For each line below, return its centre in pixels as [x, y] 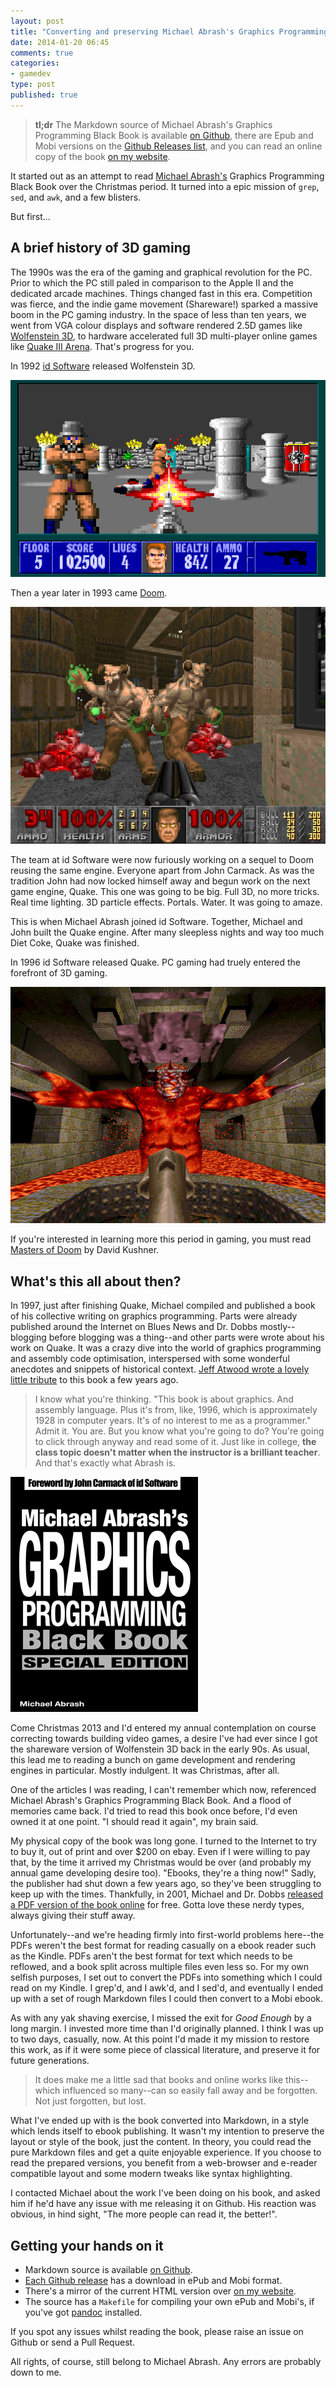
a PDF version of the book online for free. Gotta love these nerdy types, [157, 1905]
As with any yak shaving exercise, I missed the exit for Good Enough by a [161, 2018]
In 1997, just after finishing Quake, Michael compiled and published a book [163, 1306]
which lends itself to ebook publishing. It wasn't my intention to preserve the [167, 2131]
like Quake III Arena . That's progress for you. [102, 346]
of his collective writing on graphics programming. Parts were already [154, 1316]
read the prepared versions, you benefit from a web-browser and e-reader [164, 2163]
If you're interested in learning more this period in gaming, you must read [161, 1239]
